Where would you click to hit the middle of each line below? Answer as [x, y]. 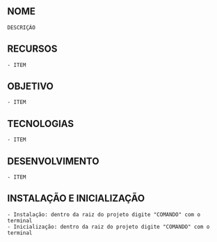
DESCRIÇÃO [22, 27]
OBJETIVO [31, 86]
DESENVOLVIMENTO [53, 161]
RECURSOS [32, 49]
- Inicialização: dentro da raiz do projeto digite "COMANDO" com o [108, 227]
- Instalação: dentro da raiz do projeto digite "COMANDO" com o [104, 214]
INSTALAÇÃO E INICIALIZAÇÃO [76, 198]
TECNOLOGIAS [41, 124]
